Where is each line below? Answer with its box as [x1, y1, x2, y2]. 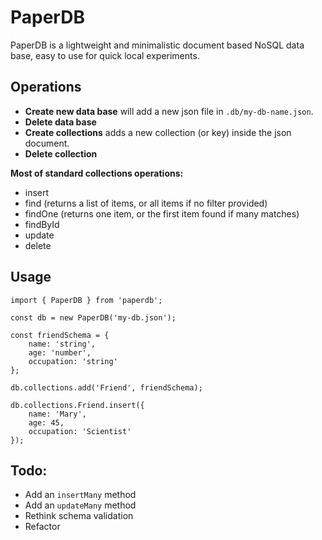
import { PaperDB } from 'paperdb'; [10, 295, 163, 305]
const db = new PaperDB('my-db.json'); [10, 312, 177, 323]
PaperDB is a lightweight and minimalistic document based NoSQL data [10, 39, 305, 51]
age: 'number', [28, 347, 92, 358]
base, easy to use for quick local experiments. [10, 49, 200, 61]
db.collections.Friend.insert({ [10, 400, 145, 410]
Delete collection [24, 147, 98, 160]
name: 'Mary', [28, 409, 87, 419]
